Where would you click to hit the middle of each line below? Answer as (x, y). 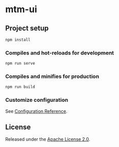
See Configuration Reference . (36, 111)
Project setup (27, 28)
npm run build (20, 87)
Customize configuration (37, 100)
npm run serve (20, 64)
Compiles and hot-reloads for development (60, 53)
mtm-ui (21, 9)
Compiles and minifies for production (52, 76)
